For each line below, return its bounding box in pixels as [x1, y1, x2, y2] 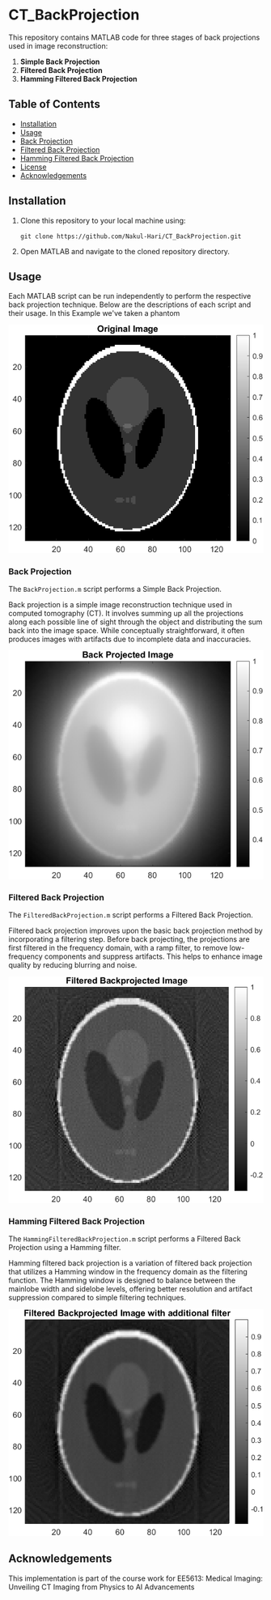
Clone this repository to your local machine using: [19, 215, 186, 225]
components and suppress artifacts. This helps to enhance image [44, 951, 263, 961]
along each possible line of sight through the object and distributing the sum [8, 617, 263, 627]
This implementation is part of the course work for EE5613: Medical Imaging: [8, 1573, 263, 1583]
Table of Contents [8, 97, 101, 111]
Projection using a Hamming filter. [8, 1243, 121, 1253]
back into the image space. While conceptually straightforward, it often [8, 626, 245, 636]
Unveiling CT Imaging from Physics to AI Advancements [8, 1581, 195, 1592]
